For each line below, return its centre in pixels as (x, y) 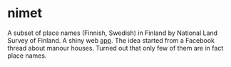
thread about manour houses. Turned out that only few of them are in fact (115, 48)
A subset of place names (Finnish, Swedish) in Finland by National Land (113, 33)
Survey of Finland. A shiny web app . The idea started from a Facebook (111, 40)
